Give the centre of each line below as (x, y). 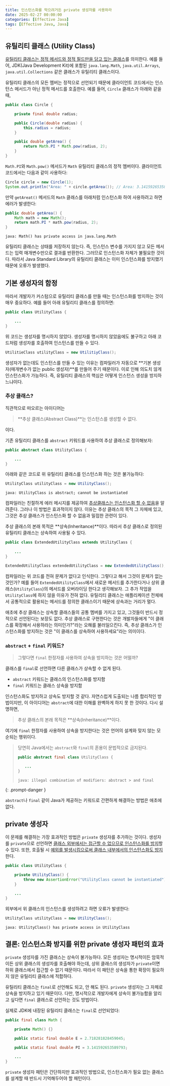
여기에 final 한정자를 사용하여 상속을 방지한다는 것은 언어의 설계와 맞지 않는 (80, 730)
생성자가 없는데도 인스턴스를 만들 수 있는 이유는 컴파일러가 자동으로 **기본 (78, 363)
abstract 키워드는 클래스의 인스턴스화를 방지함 (59, 679)
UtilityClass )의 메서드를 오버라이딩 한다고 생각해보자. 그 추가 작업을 (83, 588)
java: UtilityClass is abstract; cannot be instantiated (67, 493)
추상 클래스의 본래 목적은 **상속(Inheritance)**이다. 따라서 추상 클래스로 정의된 (84, 527)
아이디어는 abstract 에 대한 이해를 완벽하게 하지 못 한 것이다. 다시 (94, 703)
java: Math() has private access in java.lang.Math (61, 236)
